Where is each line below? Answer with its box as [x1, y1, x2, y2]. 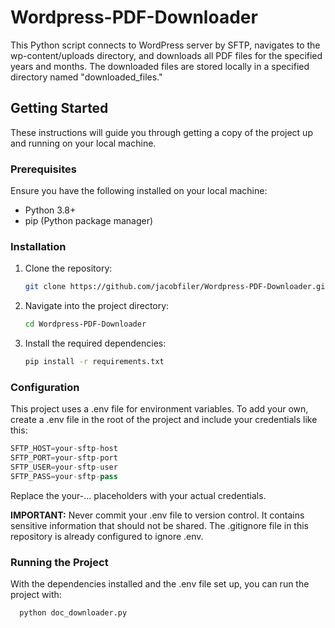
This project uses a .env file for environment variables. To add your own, [10, 403, 309, 415]
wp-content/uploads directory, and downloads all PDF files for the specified [10, 49, 323, 61]
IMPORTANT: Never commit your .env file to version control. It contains [10, 509, 305, 521]
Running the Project [10, 555, 109, 569]
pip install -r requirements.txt [24, 357, 165, 367]
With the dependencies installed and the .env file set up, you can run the [10, 578, 310, 590]
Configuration [10, 380, 80, 394]
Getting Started [10, 100, 109, 117]
